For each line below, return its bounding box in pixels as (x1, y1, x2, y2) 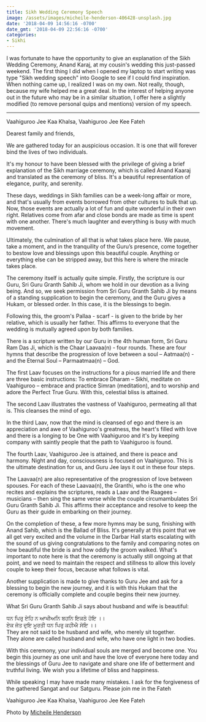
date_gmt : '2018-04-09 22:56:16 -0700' (6, 26, 109, 33)
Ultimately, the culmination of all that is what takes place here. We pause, (6, 236, 191, 244)
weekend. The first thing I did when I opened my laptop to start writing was (6, 68, 196, 74)
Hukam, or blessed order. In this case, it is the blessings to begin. (6, 301, 172, 307)
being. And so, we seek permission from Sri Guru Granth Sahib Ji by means (6, 287, 197, 295)
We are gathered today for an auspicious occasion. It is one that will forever (6, 142, 197, 149)
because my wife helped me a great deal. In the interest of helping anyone (6, 87, 194, 94)
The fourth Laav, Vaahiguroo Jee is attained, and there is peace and (6, 450, 178, 458)
